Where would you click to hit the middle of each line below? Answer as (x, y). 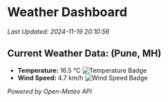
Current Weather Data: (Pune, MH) (84, 53)
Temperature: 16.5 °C (49, 70)
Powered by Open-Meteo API (50, 91)
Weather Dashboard (67, 12)
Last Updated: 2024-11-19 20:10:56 (58, 31)
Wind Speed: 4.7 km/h (50, 78)
